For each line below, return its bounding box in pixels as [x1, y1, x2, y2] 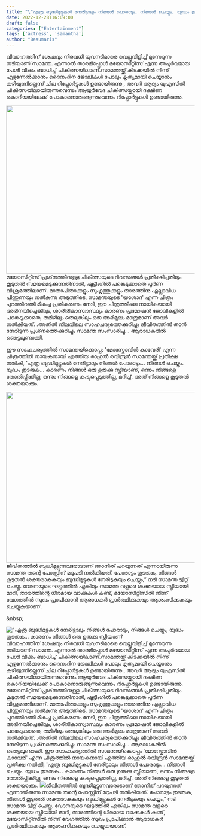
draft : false [6, 20, 39, 26]
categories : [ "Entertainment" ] [6, 25, 84, 32]
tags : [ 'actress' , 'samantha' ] [6, 31, 84, 37]
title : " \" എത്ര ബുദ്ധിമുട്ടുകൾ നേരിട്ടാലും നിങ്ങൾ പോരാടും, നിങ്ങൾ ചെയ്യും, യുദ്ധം [6, 8, 190, 15]
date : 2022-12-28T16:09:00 [6, 14, 74, 20]
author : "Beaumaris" [6, 36, 58, 42]
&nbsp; [6, 615, 24, 622]
